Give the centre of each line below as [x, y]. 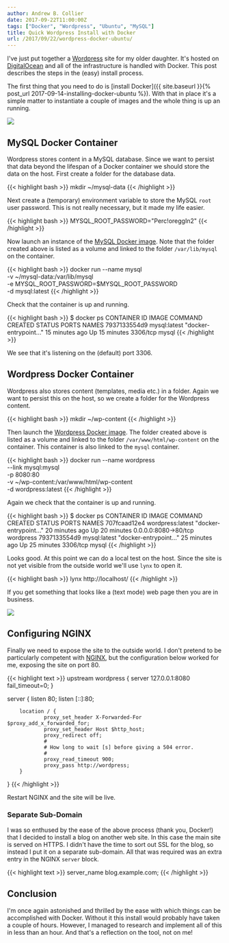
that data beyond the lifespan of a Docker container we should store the [108, 166]
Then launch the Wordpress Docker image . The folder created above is [107, 432]
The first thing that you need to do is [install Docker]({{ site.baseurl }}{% [109, 86]
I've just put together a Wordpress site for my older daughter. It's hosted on [113, 58]
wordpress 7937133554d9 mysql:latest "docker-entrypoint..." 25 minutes [110, 537]
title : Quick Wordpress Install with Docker [71, 33]
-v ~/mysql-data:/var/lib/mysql [50, 276]
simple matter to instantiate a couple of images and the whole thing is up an [114, 101]
